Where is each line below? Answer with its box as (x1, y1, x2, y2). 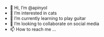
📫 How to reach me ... (9, 26, 56, 32)
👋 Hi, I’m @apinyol (9, 5, 47, 10)
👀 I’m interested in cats (9, 10, 57, 16)
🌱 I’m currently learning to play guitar (9, 15, 86, 21)
